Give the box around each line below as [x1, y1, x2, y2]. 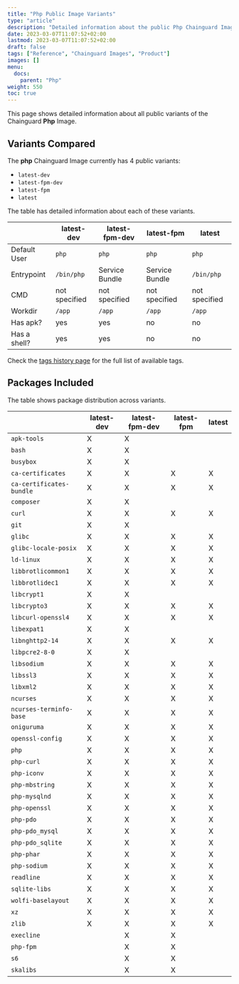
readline [11, 873, 41, 881]
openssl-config [11, 734, 63, 743]
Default [11, 244, 36, 254]
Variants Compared [7, 137, 96, 150]
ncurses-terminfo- [11, 705, 73, 713]
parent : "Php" [20, 76, 62, 84]
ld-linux [11, 555, 41, 563]
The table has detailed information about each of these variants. [7, 206, 196, 215]
